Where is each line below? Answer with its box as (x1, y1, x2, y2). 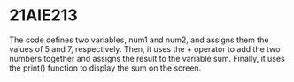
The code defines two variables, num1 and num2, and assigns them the (9, 34, 269, 45)
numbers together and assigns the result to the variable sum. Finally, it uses (9, 53, 285, 63)
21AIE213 (9, 5, 78, 26)
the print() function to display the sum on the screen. (9, 63, 202, 73)
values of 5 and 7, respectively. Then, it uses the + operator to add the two (9, 43, 281, 54)
